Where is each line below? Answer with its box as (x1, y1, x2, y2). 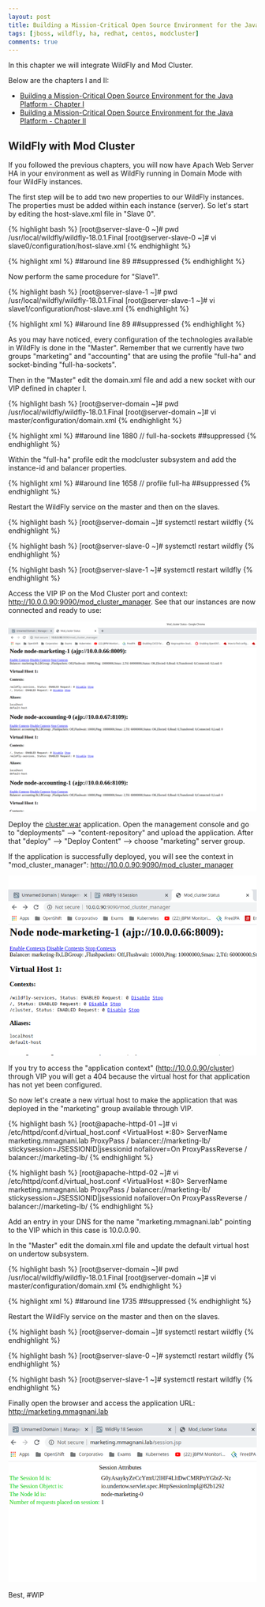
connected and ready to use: (8, 606, 103, 615)
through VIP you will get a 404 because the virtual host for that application (8, 1072, 251, 1081)
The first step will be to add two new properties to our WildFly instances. (8, 192, 244, 202)
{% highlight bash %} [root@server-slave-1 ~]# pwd (8, 287, 177, 297)
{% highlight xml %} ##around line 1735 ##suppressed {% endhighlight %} (8, 1296, 252, 1306)
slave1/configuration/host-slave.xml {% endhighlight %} (8, 304, 189, 314)
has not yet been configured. (8, 1080, 103, 1089)
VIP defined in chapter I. (8, 384, 87, 393)
